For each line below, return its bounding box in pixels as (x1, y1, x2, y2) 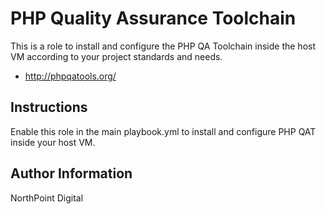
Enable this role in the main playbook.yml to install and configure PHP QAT (10, 125, 317, 137)
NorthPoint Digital (10, 192, 84, 204)
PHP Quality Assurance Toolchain (10, 7, 297, 30)
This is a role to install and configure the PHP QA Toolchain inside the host (10, 40, 316, 52)
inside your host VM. (10, 136, 96, 148)
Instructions (10, 99, 88, 116)
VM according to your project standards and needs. (10, 50, 223, 62)
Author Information (10, 165, 133, 182)
